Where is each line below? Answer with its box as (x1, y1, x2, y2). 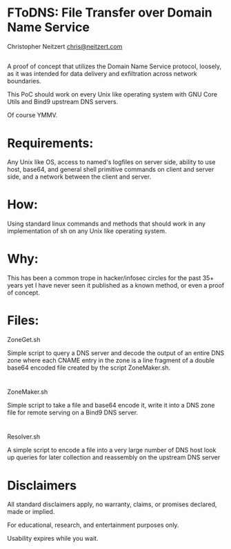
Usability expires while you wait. (7, 535, 99, 543)
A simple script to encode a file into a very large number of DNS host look (7, 446, 217, 455)
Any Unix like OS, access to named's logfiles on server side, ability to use (7, 158, 216, 166)
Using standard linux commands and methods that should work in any (7, 219, 205, 228)
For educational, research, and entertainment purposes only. (7, 521, 179, 529)
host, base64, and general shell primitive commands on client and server (7, 166, 214, 174)
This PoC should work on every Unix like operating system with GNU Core (7, 90, 218, 99)
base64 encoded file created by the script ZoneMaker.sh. (7, 363, 171, 372)
